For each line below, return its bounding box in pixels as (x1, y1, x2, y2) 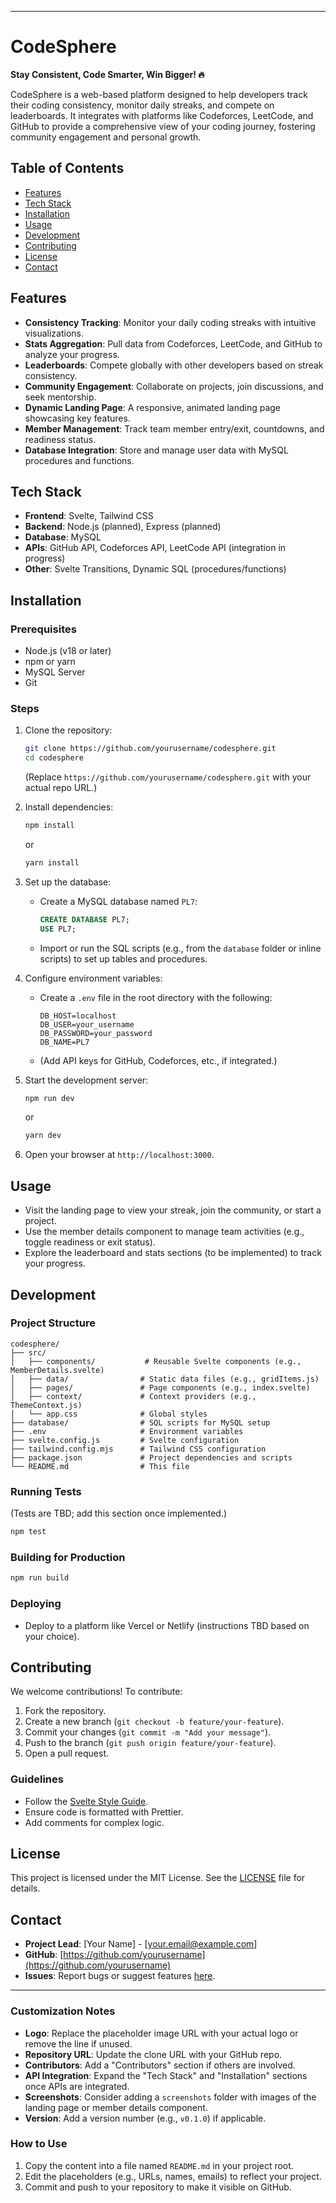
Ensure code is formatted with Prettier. (24, 1806, 184, 1818)
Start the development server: (24, 1074, 149, 1086)
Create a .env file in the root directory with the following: (39, 991, 273, 1003)
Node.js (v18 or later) (24, 645, 112, 657)
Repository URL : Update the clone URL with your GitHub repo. (24, 2048, 283, 2060)
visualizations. (24, 327, 85, 339)
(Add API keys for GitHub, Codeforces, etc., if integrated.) (39, 1054, 278, 1066)
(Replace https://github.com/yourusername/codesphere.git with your (24, 771, 312, 783)
